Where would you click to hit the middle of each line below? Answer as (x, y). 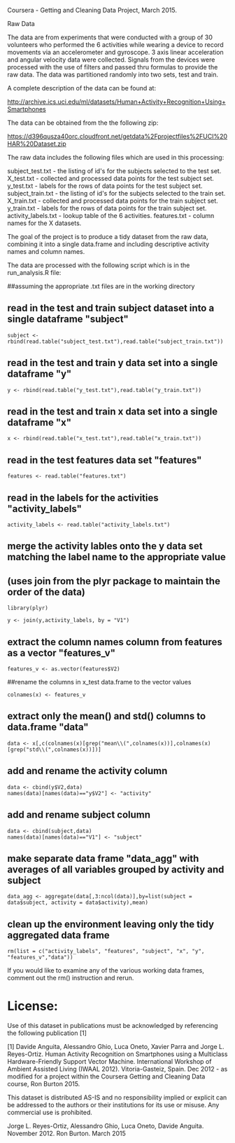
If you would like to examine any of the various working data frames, (106, 970)
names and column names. (46, 251)
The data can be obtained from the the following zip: (83, 123)
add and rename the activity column (87, 771)
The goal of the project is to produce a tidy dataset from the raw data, (108, 237)
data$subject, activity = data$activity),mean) (78, 903)
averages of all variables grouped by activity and (116, 869)
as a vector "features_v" (62, 652)
